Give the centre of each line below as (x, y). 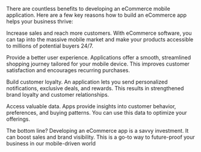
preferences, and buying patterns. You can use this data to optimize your (97, 113)
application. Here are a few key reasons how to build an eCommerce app (97, 15)
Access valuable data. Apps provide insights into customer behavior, (91, 106)
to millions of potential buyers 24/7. (50, 46)
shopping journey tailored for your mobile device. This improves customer (98, 64)
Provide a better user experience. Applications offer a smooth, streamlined (99, 57)
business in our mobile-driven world (51, 143)
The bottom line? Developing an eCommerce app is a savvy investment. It (97, 131)
